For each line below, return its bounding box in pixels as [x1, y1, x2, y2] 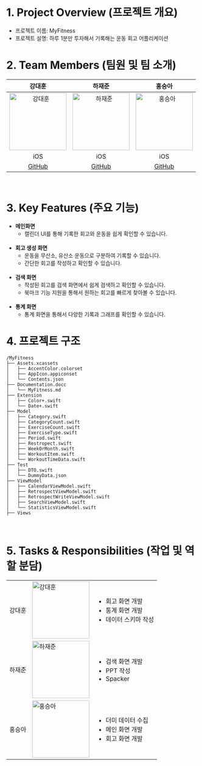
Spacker [105, 674, 130, 683]
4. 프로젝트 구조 [6, 334, 81, 348]
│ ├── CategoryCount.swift [6, 419, 80, 425]
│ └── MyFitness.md [6, 387, 61, 393]
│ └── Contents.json [6, 376, 64, 382]
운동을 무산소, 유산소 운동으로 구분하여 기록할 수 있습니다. [24, 252, 161, 259]
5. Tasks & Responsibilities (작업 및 [6, 544, 183, 558]
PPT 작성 [105, 666, 131, 675]
